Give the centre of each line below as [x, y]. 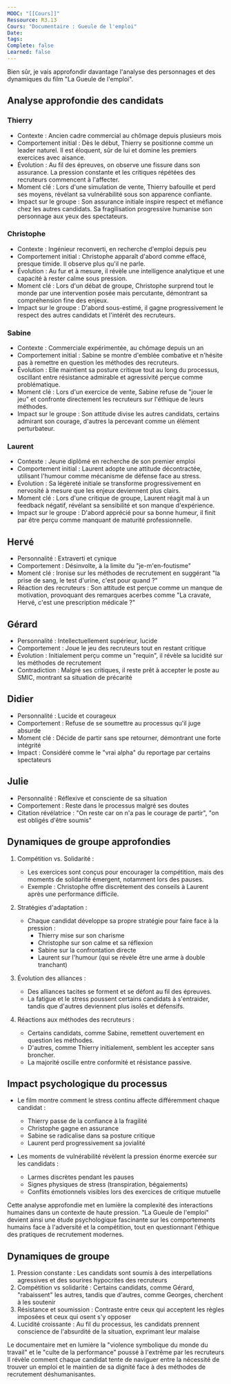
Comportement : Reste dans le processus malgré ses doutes [103, 806]
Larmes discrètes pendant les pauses [81, 1177]
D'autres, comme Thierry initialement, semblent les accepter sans [121, 1047]
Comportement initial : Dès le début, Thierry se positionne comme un [115, 143]
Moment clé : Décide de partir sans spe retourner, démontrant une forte [119, 738]
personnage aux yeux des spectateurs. [73, 216]
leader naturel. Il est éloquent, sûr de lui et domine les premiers [107, 150]
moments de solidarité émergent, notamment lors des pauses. [115, 879]
